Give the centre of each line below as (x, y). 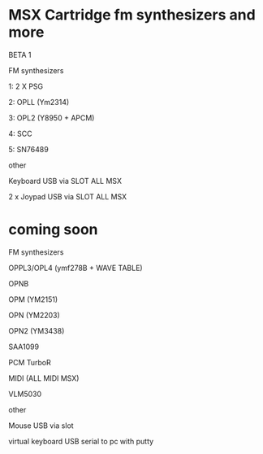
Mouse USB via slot (41, 426)
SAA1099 (24, 347)
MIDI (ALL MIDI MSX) (44, 378)
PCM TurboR (30, 362)
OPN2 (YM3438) (37, 330)
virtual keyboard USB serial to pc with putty (81, 441)
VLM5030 (25, 394)
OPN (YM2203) (34, 315)
